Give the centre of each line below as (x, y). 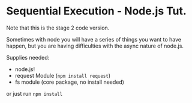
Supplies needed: (28, 57)
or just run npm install (34, 93)
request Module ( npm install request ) (63, 75)
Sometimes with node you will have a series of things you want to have (94, 39)
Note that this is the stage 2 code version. (58, 28)
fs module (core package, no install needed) (70, 82)
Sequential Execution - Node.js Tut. (97, 11)
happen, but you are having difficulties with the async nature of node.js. (95, 46)
